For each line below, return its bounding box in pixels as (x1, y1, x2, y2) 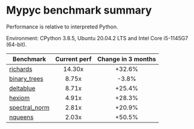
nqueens (9, 113, 34, 121)
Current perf (55, 54, 92, 63)
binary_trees (9, 75, 43, 83)
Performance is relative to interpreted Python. (6, 23, 118, 30)
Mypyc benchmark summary (6, 4, 152, 17)
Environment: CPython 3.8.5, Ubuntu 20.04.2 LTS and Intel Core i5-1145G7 (6, 34, 189, 41)
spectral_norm (9, 103, 49, 111)
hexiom (9, 93, 30, 102)
